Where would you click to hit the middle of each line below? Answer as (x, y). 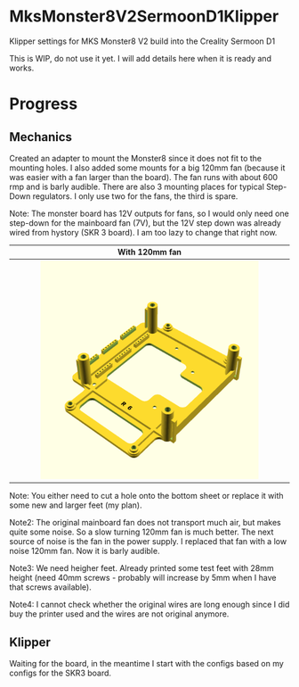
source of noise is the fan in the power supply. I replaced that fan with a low (148, 542)
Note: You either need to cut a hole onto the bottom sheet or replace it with (146, 496)
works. (22, 68)
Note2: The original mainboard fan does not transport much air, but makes (145, 523)
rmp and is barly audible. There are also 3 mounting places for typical (137, 186)
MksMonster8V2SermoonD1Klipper (144, 17)
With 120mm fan (149, 252)
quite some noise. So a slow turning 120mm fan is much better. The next (141, 532)
